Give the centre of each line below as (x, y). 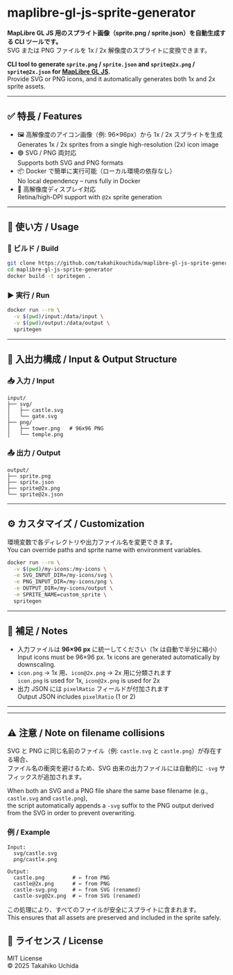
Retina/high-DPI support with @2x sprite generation (89, 197)
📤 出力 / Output (34, 453)
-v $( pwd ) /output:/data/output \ (62, 323)
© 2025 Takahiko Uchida (43, 965)
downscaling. (36, 664)
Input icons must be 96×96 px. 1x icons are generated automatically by (119, 657)
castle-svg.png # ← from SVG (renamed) (77, 890)
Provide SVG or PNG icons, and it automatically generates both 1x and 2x (111, 78)
